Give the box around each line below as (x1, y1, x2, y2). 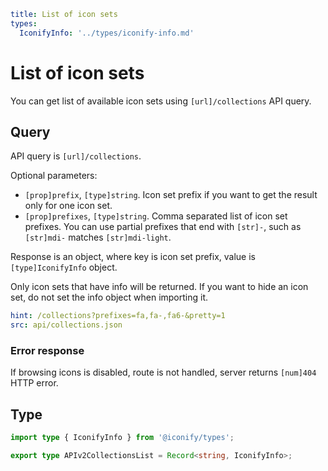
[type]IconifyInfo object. (10, 261, 118, 274)
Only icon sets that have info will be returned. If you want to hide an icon (10, 281, 309, 293)
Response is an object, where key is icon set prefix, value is (10, 251, 256, 263)
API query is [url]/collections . (10, 150, 142, 162)
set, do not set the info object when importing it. (10, 291, 209, 304)
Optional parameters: (10, 170, 98, 182)
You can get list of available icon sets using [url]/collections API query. (10, 95, 312, 107)
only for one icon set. (24, 200, 113, 212)
